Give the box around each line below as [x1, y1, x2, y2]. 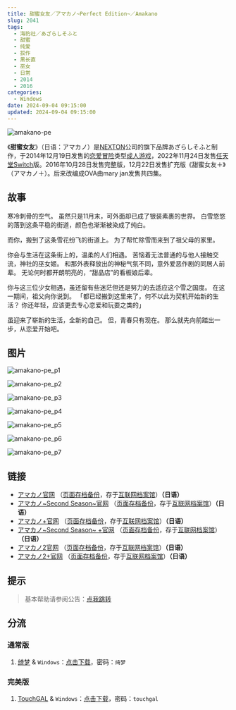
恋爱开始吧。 [25, 324, 63, 333]
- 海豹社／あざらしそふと [13, 30, 78, 37]
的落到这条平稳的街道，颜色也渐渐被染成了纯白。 [7, 220, 149, 229]
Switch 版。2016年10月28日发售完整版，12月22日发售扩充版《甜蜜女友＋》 [13, 160, 226, 169]
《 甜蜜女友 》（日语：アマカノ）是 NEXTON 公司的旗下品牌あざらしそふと [7, 142, 212, 151]
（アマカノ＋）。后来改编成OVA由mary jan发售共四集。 [7, 169, 166, 177]
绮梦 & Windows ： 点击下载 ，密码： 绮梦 [17, 657, 126, 666]
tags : [7, 23, 23, 30]
